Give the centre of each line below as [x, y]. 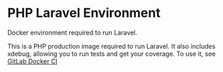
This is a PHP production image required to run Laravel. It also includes [111, 46]
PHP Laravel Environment [84, 13]
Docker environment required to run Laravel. [72, 32]
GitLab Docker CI [32, 61]
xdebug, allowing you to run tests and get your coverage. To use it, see [111, 54]
